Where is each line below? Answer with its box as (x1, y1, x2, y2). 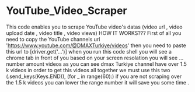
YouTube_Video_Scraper (6, 4, 127, 17)
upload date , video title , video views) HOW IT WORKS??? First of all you (6, 29, 182, 36)
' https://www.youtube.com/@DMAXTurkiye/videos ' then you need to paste (6, 42, 187, 49)
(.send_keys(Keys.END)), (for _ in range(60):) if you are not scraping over (6, 73, 182, 80)
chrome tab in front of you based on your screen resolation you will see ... (6, 54, 184, 61)
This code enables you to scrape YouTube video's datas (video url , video (6, 23, 183, 30)
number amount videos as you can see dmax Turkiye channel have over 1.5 (6, 60, 187, 68)
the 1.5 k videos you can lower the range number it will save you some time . (6, 79, 190, 86)
